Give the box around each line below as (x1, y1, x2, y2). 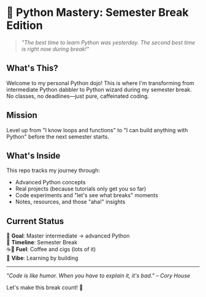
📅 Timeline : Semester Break (6, 239, 78, 246)
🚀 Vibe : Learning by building (6, 254, 78, 262)
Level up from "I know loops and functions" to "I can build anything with (6, 126, 188, 133)
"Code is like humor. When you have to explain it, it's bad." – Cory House (6, 272, 191, 279)
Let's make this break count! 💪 (6, 284, 83, 291)
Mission (6, 110, 38, 121)
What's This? (6, 63, 58, 73)
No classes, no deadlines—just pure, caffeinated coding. (6, 92, 149, 100)
